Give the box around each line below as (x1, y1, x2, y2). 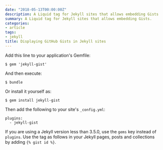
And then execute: (5, 70, 42, 76)
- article (5, 25, 25, 30)
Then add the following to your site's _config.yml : (5, 106, 106, 112)
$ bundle (5, 80, 23, 85)
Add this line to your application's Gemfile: (5, 52, 91, 58)
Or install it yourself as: (5, 88, 51, 94)
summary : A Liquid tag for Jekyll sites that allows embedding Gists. (5, 16, 152, 21)
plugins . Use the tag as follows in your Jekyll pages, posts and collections (5, 134, 155, 140)
